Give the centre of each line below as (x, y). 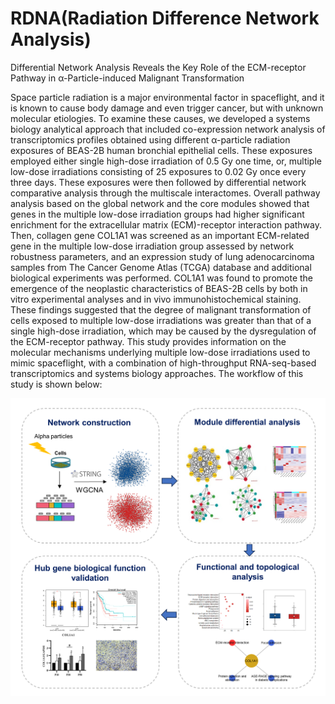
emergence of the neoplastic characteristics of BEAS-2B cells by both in (159, 288)
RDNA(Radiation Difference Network (165, 18)
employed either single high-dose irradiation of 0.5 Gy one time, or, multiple (166, 161)
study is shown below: (56, 384)
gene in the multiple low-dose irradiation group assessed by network (152, 246)
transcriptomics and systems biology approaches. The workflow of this (157, 373)
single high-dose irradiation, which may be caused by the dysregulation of (163, 331)
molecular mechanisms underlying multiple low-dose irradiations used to (160, 352)
